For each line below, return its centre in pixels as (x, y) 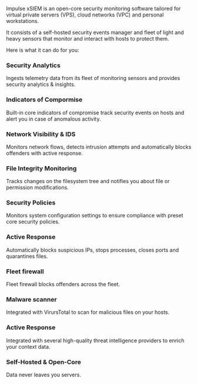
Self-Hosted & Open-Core (44, 362)
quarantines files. (27, 256)
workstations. (23, 21)
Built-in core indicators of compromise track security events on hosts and (95, 112)
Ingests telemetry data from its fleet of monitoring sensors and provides (93, 78)
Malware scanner (31, 299)
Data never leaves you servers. (44, 375)
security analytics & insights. (41, 84)
